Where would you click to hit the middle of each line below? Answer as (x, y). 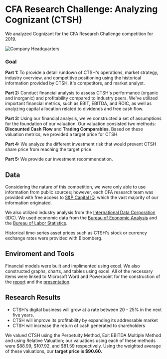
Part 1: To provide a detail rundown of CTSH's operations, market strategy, (82, 72)
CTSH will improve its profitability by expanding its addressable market (85, 320)
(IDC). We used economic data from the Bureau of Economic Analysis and (81, 218)
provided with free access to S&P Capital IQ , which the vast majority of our (82, 197)
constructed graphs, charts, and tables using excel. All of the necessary (79, 271)
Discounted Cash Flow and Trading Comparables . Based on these (74, 129)
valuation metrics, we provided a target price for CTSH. (62, 134)
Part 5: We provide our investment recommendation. (59, 159)
